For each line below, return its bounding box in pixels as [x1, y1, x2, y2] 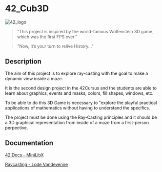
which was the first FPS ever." [17, 34, 78, 40]
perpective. [5, 125, 28, 130]
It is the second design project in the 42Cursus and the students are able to [5, 85, 157, 91]
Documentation [5, 139, 54, 147]
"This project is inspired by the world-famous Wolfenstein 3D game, [17, 28, 154, 34]
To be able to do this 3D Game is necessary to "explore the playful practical [5, 100, 157, 106]
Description [5, 57, 41, 66]
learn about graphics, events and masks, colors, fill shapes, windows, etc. [5, 90, 154, 96]
